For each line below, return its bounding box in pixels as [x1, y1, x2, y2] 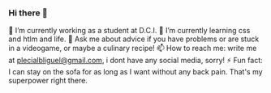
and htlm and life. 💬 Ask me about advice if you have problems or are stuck [8, 34, 260, 44]
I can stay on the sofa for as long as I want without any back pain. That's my [8, 67, 263, 77]
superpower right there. [8, 76, 88, 86]
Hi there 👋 [8, 7, 49, 19]
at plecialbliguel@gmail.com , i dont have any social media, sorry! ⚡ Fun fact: [8, 56, 263, 66]
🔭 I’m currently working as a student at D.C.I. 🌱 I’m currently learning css [8, 26, 251, 36]
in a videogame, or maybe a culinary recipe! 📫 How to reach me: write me [8, 44, 257, 53]
